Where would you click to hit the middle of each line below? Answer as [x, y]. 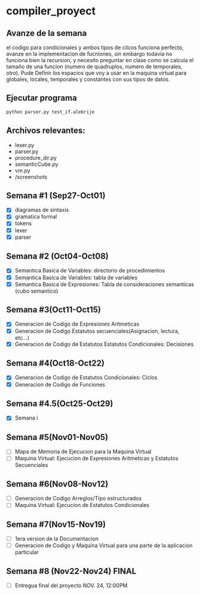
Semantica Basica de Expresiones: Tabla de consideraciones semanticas [104, 284]
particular [27, 552]
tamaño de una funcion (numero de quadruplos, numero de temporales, [94, 66]
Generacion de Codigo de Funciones [60, 384]
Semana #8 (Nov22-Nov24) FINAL [71, 571]
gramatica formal [36, 217]
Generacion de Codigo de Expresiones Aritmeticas [77, 324]
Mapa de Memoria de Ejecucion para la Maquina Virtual [83, 452]
